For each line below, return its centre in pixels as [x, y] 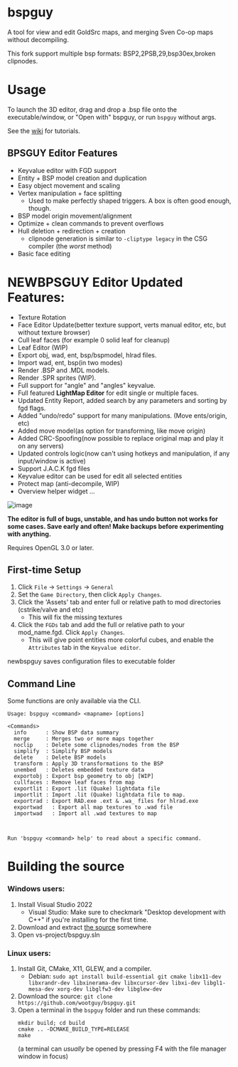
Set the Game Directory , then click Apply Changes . [90, 594]
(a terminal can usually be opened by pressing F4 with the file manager [122, 1049]
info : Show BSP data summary [66, 733]
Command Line [42, 684]
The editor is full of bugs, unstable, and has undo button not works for [113, 519]
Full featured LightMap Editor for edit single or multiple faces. [108, 393]
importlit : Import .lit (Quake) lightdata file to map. [100, 795]
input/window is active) [52, 461]
